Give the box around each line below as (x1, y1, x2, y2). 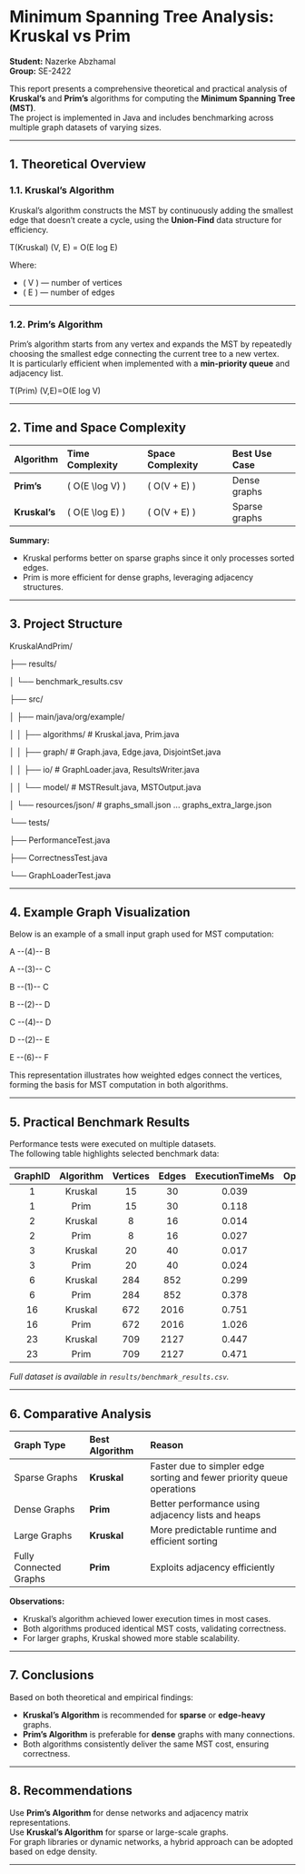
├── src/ (9, 694, 44, 704)
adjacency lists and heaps (150, 1508, 261, 1521)
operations (150, 1482, 197, 1494)
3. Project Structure (9, 616, 123, 632)
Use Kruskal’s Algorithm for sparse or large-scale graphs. (9, 1827, 229, 1838)
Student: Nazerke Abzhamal (9, 56, 116, 66)
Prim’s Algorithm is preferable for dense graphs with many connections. (22, 1728, 295, 1739)
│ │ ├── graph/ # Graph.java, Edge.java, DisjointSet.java (9, 746, 221, 757)
